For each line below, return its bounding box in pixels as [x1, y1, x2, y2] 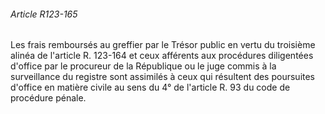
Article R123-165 [10, 8, 78, 20]
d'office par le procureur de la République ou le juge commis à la [10, 60, 277, 72]
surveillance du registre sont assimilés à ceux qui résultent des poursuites [10, 71, 316, 83]
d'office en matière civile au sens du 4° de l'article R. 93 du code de [10, 81, 291, 94]
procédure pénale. [10, 92, 87, 104]
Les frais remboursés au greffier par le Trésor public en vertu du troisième [10, 39, 316, 51]
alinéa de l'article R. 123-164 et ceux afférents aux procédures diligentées [10, 50, 314, 62]
